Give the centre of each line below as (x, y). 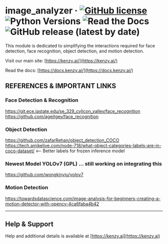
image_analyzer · (41, 11)
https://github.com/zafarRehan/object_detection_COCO (62, 140)
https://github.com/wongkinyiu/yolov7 (44, 175)
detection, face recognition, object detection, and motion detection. (75, 51)
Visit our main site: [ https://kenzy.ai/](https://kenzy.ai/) (61, 60)
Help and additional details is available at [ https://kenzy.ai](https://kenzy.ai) (83, 236)
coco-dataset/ (20, 151)
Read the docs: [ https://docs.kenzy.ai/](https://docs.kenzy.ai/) (69, 70)
